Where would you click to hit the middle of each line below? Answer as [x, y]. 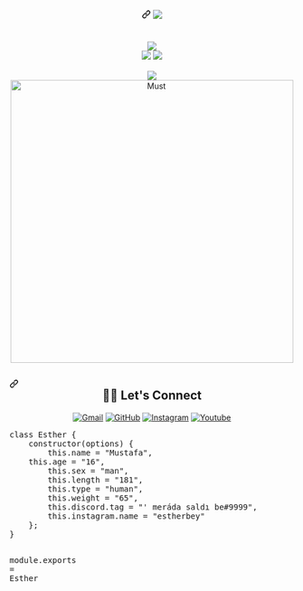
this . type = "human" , [95, 489]
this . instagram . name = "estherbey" [126, 516]
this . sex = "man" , [88, 471]
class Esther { [43, 434]
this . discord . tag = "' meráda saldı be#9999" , [152, 507]
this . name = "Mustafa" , [100, 453]
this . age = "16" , [67, 462]
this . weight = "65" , [93, 498]
